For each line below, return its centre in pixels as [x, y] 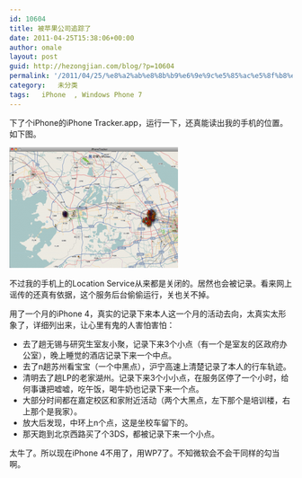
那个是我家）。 [56, 411]
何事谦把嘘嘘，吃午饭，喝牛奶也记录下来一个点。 [113, 389]
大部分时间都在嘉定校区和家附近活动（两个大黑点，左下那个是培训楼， [152, 400]
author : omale [36, 48]
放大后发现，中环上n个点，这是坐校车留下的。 [107, 422]
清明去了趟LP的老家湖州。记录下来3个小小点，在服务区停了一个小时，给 [155, 377]
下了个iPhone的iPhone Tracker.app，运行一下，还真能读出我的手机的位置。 [149, 122]
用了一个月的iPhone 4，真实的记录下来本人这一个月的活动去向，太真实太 [144, 314]
